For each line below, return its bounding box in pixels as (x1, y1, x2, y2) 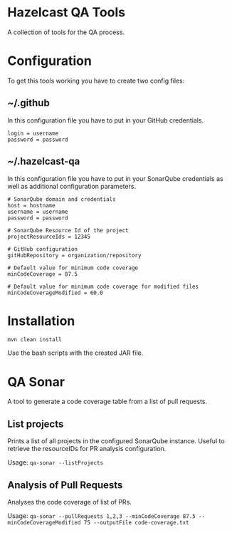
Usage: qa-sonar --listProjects (7, 458, 104, 467)
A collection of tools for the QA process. (7, 28, 125, 36)
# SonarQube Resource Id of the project (7, 227, 130, 234)
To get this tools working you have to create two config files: (7, 76, 185, 85)
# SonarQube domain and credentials (7, 195, 116, 203)
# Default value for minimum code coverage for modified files (7, 283, 199, 290)
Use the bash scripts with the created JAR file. (7, 348, 144, 357)
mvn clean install (7, 336, 62, 343)
